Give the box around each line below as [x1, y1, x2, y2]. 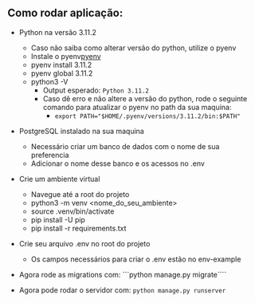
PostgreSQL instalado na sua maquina [18, 126, 144, 136]
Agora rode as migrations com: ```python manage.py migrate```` [18, 270, 227, 279]
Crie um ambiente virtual [18, 174, 100, 183]
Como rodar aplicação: [7, 6, 124, 20]
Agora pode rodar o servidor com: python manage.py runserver [18, 285, 226, 294]
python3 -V [30, 77, 69, 86]
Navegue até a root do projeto [30, 189, 130, 199]
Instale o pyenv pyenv [30, 51, 101, 61]
